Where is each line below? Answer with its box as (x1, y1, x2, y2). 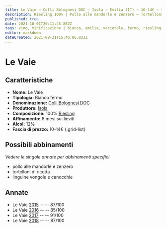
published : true (5, 16, 39, 21)
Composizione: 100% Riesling (12, 110, 75, 116)
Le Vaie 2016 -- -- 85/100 (12, 207, 65, 213)
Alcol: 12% (12, 121, 35, 127)
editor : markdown (5, 30, 41, 35)
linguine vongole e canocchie (12, 174, 73, 180)
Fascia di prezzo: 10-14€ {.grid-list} (12, 126, 86, 132)
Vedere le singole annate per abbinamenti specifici (5, 153, 110, 159)
